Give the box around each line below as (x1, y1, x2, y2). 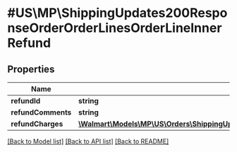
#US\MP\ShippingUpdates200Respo (7, 5, 228, 21)
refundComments (11, 107, 72, 117)
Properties (7, 63, 55, 75)
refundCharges (11, 119, 63, 129)
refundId (11, 96, 41, 105)
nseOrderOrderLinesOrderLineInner (7, 20, 222, 36)
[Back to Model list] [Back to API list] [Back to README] (7, 137, 169, 146)
